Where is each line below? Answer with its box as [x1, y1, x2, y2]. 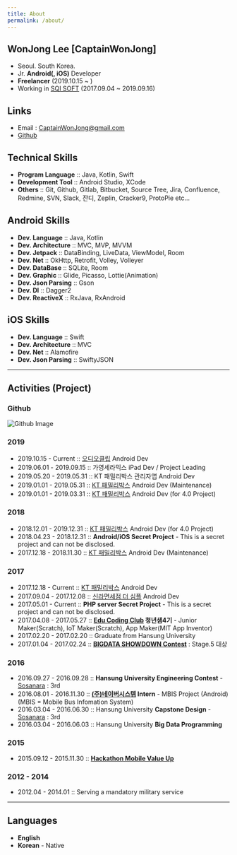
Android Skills [7, 215, 71, 227]
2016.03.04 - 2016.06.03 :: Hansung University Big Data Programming [17, 720, 222, 729]
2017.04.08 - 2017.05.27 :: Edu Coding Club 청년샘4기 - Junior [17, 616, 197, 625]
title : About [7, 10, 46, 18]
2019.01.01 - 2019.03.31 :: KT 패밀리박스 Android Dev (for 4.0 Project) [17, 489, 217, 498]
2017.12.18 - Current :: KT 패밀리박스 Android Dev [17, 584, 157, 592]
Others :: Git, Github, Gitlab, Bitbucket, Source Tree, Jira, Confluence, [17, 185, 220, 194]
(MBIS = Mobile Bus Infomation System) [17, 697, 134, 707]
